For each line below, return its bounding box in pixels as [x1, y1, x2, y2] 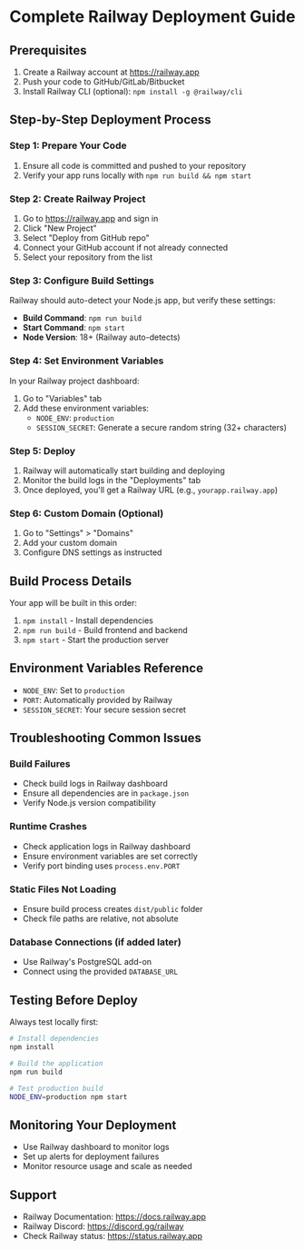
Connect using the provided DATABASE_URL [22, 966, 179, 977]
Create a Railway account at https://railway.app [22, 66, 200, 77]
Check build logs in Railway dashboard [22, 779, 168, 789]
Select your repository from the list [22, 252, 153, 263]
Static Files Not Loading [9, 883, 117, 896]
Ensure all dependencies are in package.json [22, 788, 189, 799]
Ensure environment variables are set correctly [22, 850, 198, 861]
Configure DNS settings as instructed [22, 547, 162, 558]
